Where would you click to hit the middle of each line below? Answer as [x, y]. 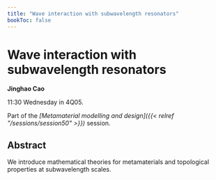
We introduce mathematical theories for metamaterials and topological [108, 162]
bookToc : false [29, 20]
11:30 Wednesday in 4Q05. [45, 103]
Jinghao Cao [26, 89]
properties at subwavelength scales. [59, 170]
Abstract [27, 145]
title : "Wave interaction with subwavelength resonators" [93, 14]
